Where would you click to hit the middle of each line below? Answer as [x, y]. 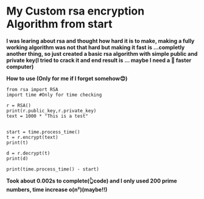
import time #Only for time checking [54, 95]
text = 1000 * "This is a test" [47, 116]
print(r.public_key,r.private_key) [51, 110]
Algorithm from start [59, 24]
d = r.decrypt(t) [28, 153]
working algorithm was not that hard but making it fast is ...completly [96, 47]
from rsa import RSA [33, 89]
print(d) [17, 158]
